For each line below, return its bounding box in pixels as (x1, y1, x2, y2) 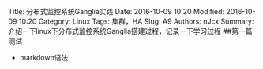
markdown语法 (19, 53, 69, 62)
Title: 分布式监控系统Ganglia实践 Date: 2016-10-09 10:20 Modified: (8, 7, 225, 16)
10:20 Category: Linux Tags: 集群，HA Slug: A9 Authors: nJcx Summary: (18, 16, 254, 26)
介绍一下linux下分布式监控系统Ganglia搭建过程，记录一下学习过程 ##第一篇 (8, 27, 253, 35)
